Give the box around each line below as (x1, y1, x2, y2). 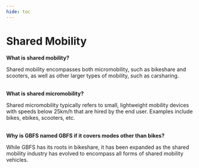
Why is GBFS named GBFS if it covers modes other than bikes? (6, 132, 165, 139)
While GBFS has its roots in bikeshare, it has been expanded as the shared (6, 144, 189, 151)
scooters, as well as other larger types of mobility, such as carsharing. (6, 72, 179, 79)
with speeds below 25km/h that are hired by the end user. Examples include (6, 108, 193, 115)
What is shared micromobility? (6, 90, 84, 97)
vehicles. (6, 156, 29, 163)
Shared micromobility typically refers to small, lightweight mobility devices (6, 101, 189, 108)
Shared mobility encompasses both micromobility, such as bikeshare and (6, 66, 186, 73)
